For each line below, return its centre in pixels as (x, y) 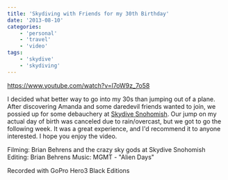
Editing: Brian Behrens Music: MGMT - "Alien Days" (81, 157)
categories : (24, 27)
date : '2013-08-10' (35, 20)
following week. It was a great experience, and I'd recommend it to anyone (114, 128)
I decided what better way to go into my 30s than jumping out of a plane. (111, 99)
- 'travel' (35, 40)
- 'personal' (39, 33)
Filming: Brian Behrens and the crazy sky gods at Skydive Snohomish (106, 149)
